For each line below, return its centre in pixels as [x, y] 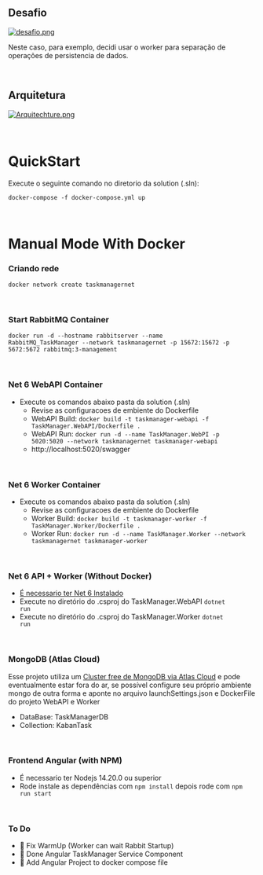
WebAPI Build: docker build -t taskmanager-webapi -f [120, 418]
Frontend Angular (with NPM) [66, 760]
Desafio [27, 13]
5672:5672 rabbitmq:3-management [63, 350]
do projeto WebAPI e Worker [54, 701]
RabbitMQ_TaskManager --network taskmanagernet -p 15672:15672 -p [119, 343]
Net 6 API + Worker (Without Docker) [80, 575]
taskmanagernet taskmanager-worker [89, 541]
